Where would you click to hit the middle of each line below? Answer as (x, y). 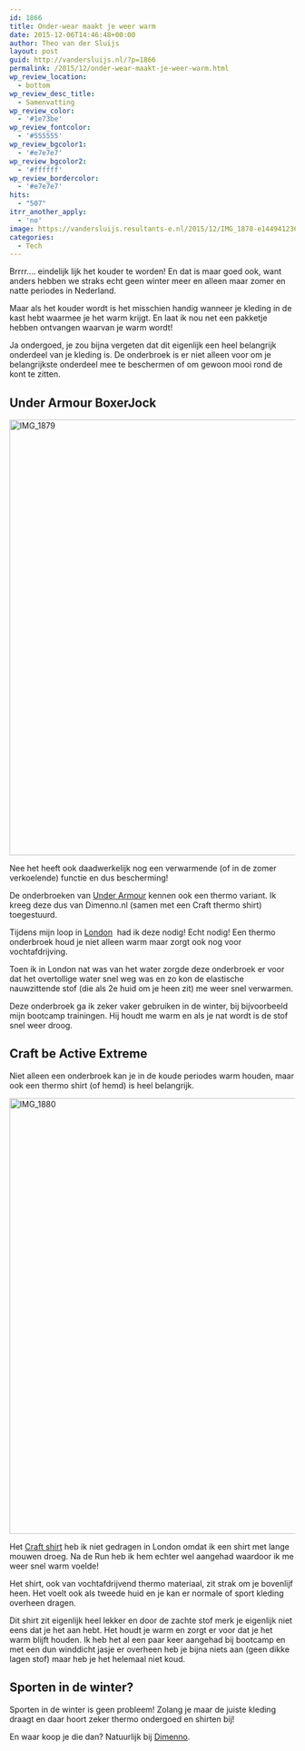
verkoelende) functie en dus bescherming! (89, 878)
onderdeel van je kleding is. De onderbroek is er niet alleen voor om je (140, 355)
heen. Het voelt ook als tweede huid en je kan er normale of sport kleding (147, 1593)
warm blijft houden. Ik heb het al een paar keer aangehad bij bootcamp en (148, 1639)
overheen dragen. (43, 1602)
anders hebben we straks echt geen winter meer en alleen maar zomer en (148, 281)
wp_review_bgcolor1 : (49, 144)
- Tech (30, 246)
